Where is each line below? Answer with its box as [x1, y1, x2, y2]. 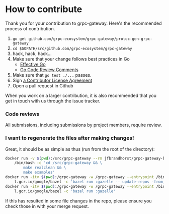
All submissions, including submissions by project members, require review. [5, 122, 162, 128]
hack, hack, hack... [12, 50, 52, 57]
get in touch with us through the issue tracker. [5, 97, 101, 104]
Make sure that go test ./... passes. [12, 72, 92, 78]
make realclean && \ [23, 165, 66, 170]
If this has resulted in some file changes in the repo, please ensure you [5, 198, 152, 204]
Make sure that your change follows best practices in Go [12, 56, 130, 62]
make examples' [23, 170, 55, 175]
